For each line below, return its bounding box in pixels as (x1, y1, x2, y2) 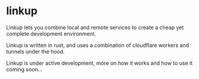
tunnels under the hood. (6, 48, 65, 55)
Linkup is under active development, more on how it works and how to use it (6, 59, 193, 67)
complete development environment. (6, 30, 96, 37)
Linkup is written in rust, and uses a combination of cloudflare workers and (6, 42, 189, 49)
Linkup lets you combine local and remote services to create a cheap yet (6, 24, 184, 31)
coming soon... (6, 65, 43, 72)
